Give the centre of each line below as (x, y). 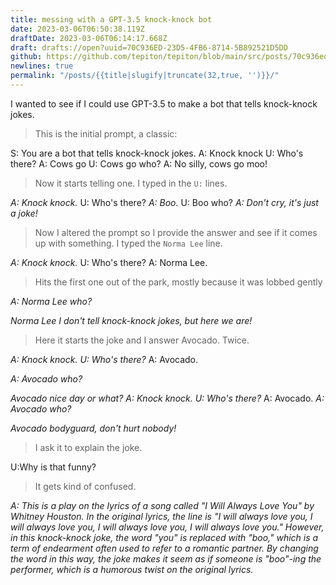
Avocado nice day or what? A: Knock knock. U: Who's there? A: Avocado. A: (167, 398)
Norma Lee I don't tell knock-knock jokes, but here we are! (131, 320)
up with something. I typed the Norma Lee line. (128, 243)
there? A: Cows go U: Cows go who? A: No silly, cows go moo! (139, 163)
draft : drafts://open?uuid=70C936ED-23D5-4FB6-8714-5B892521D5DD (149, 47)
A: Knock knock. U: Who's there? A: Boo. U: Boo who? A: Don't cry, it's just (164, 202)
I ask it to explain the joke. (88, 447)
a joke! (24, 213)
